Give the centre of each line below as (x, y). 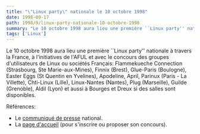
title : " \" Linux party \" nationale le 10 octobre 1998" (77, 12)
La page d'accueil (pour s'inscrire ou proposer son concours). (91, 124)
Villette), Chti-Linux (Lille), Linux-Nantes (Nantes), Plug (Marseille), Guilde (97, 82)
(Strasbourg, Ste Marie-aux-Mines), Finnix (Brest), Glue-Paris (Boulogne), (96, 70)
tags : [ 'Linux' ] (26, 34)
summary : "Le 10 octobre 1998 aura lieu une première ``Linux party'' (96, 28)
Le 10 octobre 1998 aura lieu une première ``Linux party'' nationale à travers (99, 51)
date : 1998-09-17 (28, 17)
